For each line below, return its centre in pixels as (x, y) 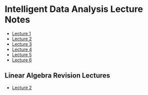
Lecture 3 (22, 44)
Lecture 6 (22, 60)
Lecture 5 (22, 54)
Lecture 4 (22, 49)
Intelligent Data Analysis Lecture (74, 9)
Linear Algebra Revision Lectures (57, 76)
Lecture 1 (21, 33)
